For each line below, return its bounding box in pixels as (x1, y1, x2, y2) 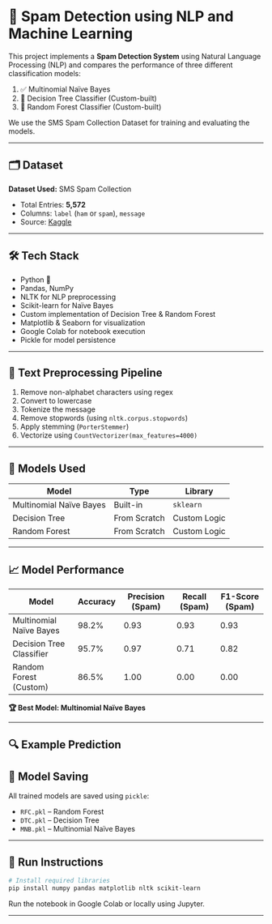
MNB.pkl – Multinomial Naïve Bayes (19, 824, 136, 834)
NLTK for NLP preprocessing (19, 292, 116, 302)
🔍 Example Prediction (8, 738, 121, 752)
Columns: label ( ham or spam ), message (19, 208, 146, 218)
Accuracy (77, 596, 116, 607)
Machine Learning (8, 24, 134, 43)
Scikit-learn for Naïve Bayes (19, 300, 114, 310)
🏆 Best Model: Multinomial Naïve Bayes (8, 703, 146, 712)
